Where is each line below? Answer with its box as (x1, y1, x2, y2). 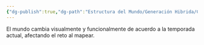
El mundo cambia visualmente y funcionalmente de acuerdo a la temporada (6, 25, 195, 32)
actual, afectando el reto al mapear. (6, 31, 95, 39)
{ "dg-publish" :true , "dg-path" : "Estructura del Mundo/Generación (6, 8, 172, 15)
